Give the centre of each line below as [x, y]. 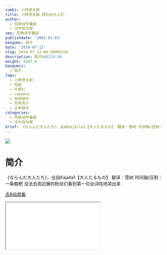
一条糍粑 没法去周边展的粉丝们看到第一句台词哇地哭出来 [63, 184]
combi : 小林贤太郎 [23, 10]
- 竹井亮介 [20, 104]
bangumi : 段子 [19, 43]
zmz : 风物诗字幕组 [22, 33]
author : [13, 19]
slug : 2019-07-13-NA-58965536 [37, 52]
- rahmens [20, 94]
